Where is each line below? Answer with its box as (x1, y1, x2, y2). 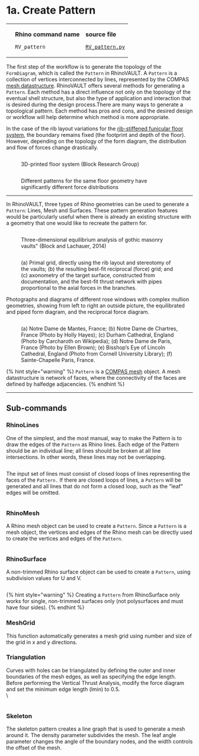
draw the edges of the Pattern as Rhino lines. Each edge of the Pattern (6, 441, 179, 448)
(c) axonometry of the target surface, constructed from (21, 271, 155, 278)
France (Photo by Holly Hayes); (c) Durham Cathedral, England (21, 331, 174, 338)
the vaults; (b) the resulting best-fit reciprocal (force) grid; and (21, 265, 174, 273)
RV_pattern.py (85, 43, 126, 50)
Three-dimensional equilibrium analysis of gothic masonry (21, 236, 163, 243)
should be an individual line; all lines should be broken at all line (6, 447, 161, 454)
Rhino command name (15, 30, 80, 39)
